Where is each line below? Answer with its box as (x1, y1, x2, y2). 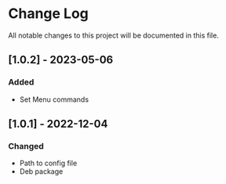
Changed (8, 140, 45, 151)
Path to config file (19, 158, 78, 168)
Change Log (8, 5, 89, 23)
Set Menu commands (19, 95, 89, 104)
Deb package (19, 167, 64, 176)
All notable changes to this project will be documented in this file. (8, 31, 220, 40)
